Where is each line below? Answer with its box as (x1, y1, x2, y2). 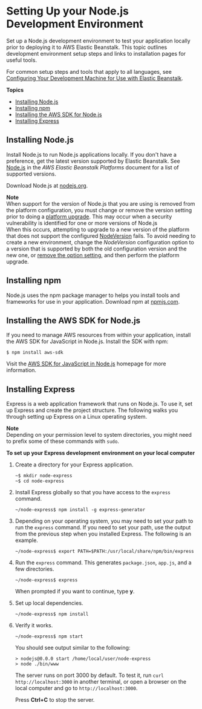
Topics (6, 86, 24, 93)
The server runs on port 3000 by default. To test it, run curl (15, 671, 165, 679)
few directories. (15, 566, 54, 573)
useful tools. (6, 56, 37, 64)
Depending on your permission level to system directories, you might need (6, 431, 192, 439)
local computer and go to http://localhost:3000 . (15, 685, 138, 692)
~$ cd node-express (15, 478, 65, 485)
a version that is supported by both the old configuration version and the (6, 245, 187, 252)
